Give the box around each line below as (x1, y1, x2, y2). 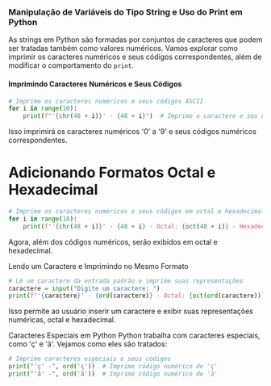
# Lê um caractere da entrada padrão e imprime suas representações (8, 277, 244, 285)
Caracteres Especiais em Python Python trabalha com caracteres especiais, (8, 330, 261, 341)
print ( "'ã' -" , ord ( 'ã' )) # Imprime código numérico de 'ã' (8, 370, 219, 378)
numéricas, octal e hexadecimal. (8, 315, 116, 325)
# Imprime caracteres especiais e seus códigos (8, 355, 172, 363)
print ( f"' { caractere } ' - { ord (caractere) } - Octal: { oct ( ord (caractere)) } (8, 292, 265, 300)
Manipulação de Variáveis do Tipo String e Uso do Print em (8, 6, 244, 18)
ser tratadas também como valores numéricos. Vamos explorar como (8, 44, 238, 53)
